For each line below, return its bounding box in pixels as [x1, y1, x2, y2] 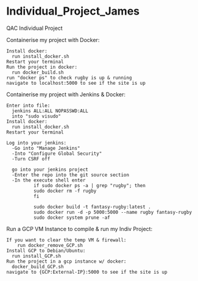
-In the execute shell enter [12, 177, 86, 183]
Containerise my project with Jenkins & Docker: [6, 90, 126, 98]
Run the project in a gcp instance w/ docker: [6, 258, 127, 265]
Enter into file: [6, 102, 51, 108]
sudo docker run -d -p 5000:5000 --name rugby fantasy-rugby [33, 209, 192, 215]
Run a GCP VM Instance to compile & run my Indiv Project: [6, 225, 153, 232]
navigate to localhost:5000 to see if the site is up [6, 80, 146, 86]
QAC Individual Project [6, 24, 63, 32]
